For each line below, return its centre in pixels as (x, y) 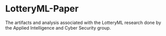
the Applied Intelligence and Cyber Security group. (58, 27)
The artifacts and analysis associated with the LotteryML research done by (83, 22)
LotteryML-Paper (42, 9)
